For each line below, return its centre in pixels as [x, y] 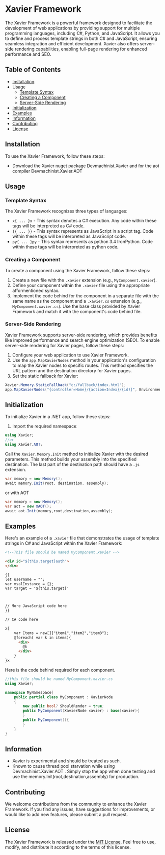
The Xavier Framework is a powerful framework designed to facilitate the [79, 23]
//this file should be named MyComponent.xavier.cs [59, 679]
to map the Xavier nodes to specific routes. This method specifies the [82, 365]
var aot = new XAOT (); [28, 506]
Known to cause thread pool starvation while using [64, 766]
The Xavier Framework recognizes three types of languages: [66, 211]
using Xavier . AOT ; [24, 445]
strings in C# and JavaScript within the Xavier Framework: [64, 543]
